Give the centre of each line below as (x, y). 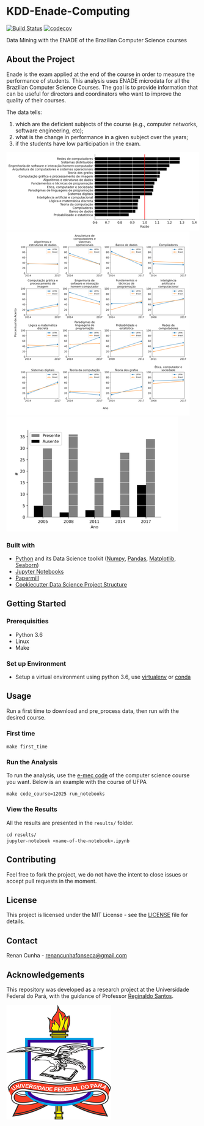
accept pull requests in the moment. (52, 881)
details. (16, 921)
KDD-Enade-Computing (68, 11)
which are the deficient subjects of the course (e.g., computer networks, (106, 124)
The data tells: (24, 112)
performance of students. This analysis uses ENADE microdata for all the (98, 80)
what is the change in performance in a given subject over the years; (101, 137)
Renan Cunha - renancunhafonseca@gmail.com (67, 956)
